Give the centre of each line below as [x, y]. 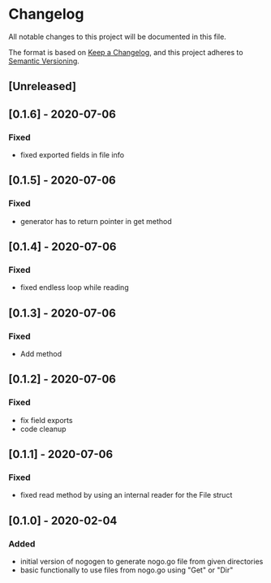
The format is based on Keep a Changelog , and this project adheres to [126, 52]
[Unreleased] [43, 86]
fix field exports [46, 420]
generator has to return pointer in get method [96, 221]
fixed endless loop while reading [74, 287]
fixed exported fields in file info [72, 155]
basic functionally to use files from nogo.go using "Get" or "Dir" [127, 570]
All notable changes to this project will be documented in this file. [118, 37]
